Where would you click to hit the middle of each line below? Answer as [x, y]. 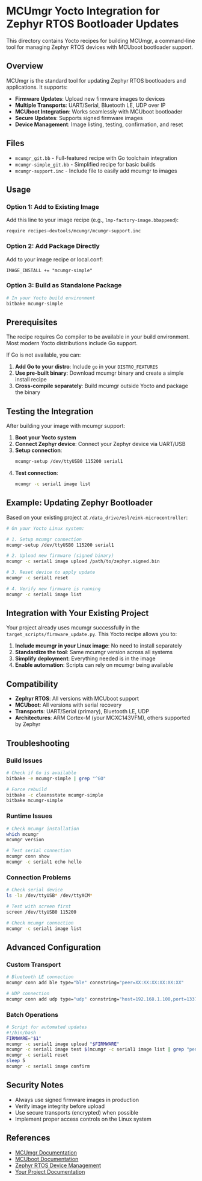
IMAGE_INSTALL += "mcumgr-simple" [50, 270]
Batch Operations [32, 1014]
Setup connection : [38, 450]
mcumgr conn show [28, 856]
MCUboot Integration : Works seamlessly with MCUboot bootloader [99, 111]
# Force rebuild [26, 789]
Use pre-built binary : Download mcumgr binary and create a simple [99, 373]
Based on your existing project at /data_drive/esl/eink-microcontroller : [97, 517]
